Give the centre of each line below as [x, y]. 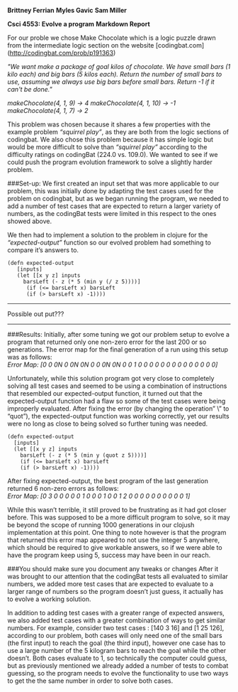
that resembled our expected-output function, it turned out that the [105, 393]
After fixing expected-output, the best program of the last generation [108, 481]
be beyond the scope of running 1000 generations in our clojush [101, 525]
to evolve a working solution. [49, 599]
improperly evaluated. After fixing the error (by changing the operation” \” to [118, 409]
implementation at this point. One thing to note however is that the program [117, 532]
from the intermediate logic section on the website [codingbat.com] [106, 45]
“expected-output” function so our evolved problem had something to [109, 242]
